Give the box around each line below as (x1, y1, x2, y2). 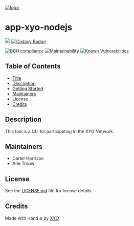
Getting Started (12, 86, 43, 91)
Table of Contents (5, 62, 61, 70)
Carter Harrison (12, 156, 44, 161)
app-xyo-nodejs (5, 22, 72, 33)
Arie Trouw (12, 160, 35, 166)
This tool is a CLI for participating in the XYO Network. (5, 128, 114, 134)
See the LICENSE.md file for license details (5, 188, 91, 194)
